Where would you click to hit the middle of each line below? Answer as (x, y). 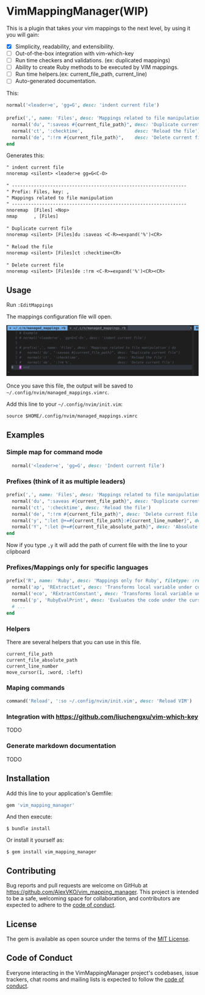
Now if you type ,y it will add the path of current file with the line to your (97, 545)
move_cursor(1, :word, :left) (45, 672)
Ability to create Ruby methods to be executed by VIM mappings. (97, 67)
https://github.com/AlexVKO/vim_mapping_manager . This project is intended (103, 892)
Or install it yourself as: (35, 840)
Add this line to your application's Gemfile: (59, 793)
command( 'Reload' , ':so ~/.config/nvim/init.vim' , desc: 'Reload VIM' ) (99, 701)
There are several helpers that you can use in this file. (74, 642)
